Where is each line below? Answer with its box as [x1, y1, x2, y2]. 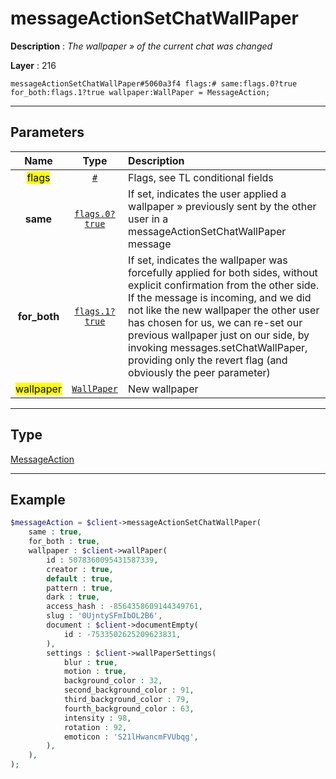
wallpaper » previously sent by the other [128, 199, 317, 213]
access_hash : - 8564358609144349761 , [46, 602, 203, 612]
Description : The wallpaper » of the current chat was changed [10, 40, 273, 52]
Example [10, 491, 66, 508]
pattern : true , [46, 583, 114, 593]
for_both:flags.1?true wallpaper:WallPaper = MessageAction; [10, 87, 271, 97]
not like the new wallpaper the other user [128, 303, 320, 317]
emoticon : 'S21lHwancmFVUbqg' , [63, 732, 199, 742]
